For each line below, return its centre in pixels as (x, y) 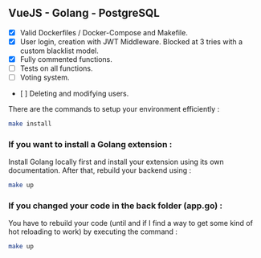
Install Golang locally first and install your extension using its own (116, 162)
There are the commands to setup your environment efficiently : (114, 109)
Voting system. (45, 78)
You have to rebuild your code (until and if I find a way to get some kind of (130, 223)
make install (30, 124)
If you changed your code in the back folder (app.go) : (116, 206)
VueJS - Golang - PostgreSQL (84, 13)
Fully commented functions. (66, 59)
